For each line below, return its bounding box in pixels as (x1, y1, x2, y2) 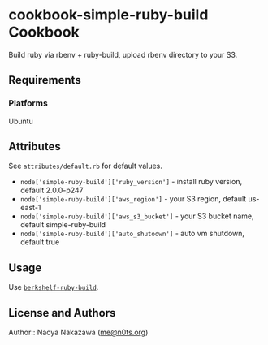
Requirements (8, 73, 81, 87)
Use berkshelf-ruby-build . (8, 282, 99, 292)
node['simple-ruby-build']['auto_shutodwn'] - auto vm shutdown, (19, 229, 245, 239)
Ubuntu (8, 116, 34, 126)
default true (19, 237, 60, 247)
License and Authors (8, 306, 116, 320)
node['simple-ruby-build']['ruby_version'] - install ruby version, (19, 177, 243, 187)
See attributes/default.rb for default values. (8, 161, 162, 171)
